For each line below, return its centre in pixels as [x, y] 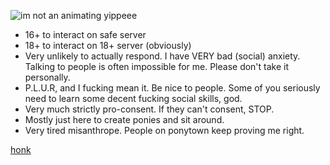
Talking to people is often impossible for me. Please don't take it [157, 66]
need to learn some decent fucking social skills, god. [133, 98]
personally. [47, 77]
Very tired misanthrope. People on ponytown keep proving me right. [164, 130]
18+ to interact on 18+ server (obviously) [108, 45]
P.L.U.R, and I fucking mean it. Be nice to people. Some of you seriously [172, 88]
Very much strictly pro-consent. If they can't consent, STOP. [149, 109]
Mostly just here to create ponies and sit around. [124, 119]
